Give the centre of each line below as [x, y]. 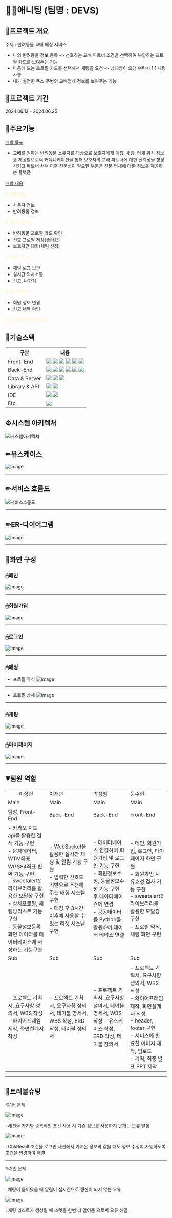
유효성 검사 [143, 881]
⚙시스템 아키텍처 [31, 423]
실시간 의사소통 [28, 274]
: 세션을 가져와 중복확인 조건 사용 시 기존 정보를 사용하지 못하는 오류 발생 [78, 1126]
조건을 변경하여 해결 [25, 1153]
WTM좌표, [20, 858]
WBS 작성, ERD [67, 1020]
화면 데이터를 [23, 934]
